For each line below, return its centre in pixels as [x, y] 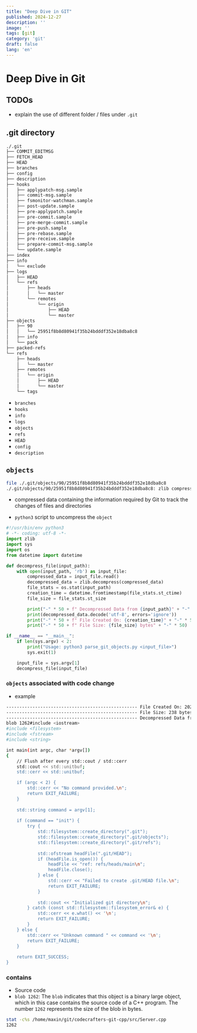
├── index [18, 256]
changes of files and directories [53, 506]
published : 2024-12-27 [34, 17]
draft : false [22, 45]
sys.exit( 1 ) [42, 652]
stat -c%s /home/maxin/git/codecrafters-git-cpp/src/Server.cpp [86, 1020]
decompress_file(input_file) [52, 668]
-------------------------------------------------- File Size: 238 [91, 712]
